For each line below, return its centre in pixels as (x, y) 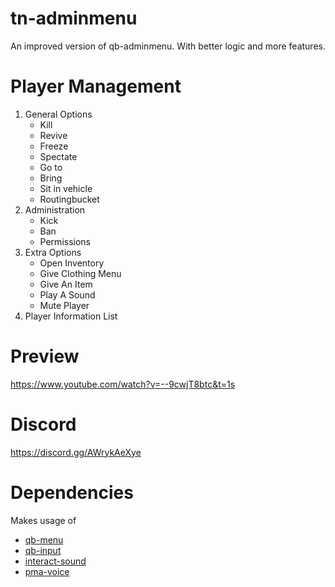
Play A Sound (67, 294)
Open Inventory (72, 263)
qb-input (43, 550)
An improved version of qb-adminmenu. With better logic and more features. (168, 46)
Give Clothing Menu (80, 273)
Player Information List (71, 316)
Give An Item (66, 284)
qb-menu (44, 539)
